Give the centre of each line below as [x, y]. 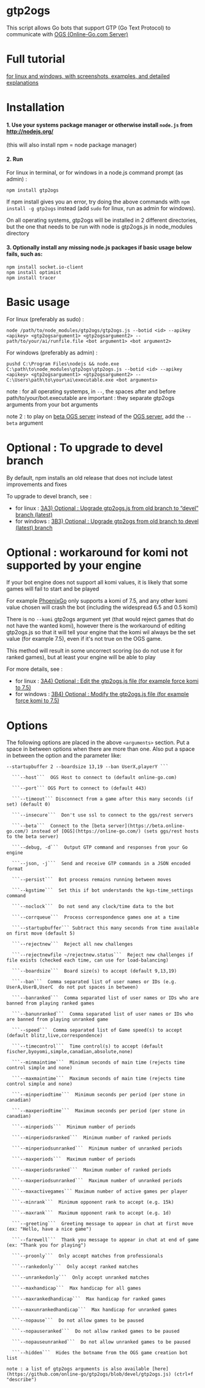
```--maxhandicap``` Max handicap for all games [76, 1288]
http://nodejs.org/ [30, 131]
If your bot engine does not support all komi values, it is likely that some [97, 582]
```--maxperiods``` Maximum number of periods [74, 1159]
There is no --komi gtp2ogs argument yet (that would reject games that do [100, 619]
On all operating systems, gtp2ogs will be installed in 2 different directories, [102, 220]
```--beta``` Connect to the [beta [59, 826]
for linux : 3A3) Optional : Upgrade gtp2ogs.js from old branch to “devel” [107, 508]
